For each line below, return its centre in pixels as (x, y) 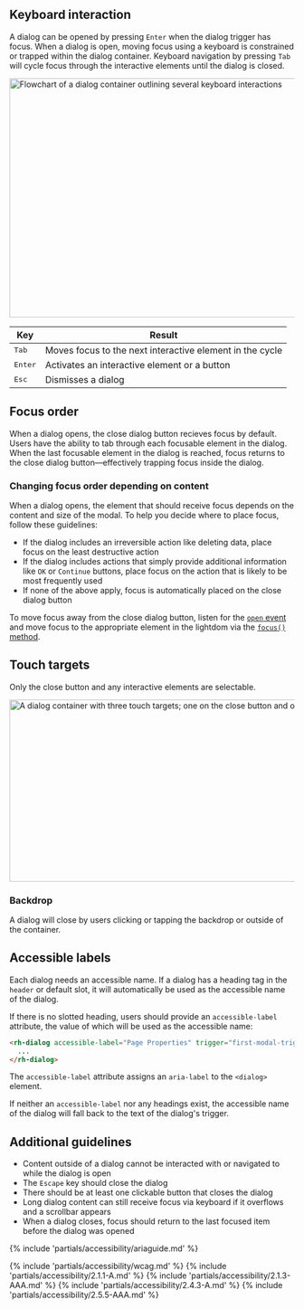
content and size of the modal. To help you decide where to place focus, (144, 515)
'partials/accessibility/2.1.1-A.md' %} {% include (98, 1276)
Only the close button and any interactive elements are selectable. (133, 687)
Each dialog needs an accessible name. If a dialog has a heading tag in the (148, 980)
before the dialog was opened (78, 1231)
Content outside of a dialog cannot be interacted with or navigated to (151, 1164)
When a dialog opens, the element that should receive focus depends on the (152, 505)
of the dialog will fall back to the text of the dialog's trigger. (119, 1114)
